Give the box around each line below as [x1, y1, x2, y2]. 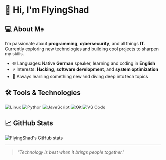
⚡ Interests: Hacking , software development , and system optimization [12, 66, 159, 72]
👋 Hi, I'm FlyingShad [5, 4, 89, 16]
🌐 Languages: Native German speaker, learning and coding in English [12, 60, 156, 66]
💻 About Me [5, 25, 44, 33]
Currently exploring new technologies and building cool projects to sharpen [5, 46, 159, 52]
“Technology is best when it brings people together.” [17, 149, 125, 155]
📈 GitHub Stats [5, 119, 53, 128]
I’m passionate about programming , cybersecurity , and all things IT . [5, 41, 146, 46]
